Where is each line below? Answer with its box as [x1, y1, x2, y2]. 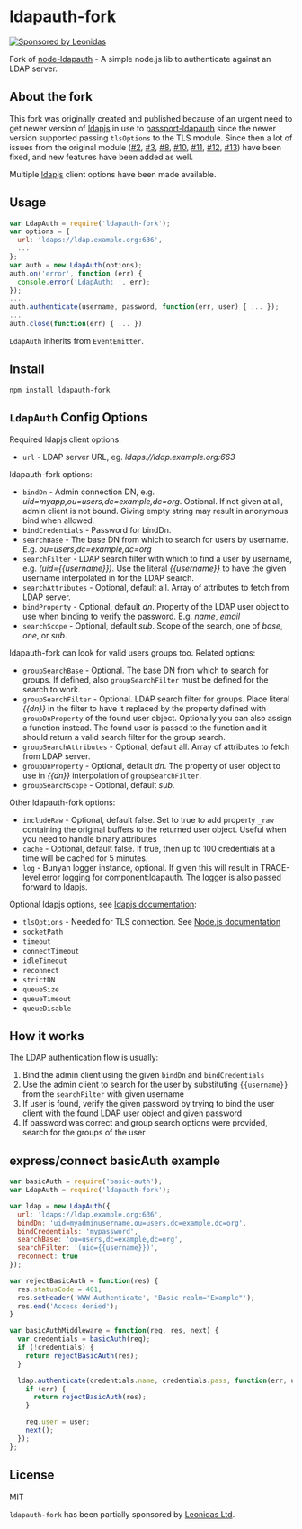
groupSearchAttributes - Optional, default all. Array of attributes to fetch [22, 741, 290, 752]
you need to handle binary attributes [22, 833, 157, 844]
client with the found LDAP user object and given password [22, 1108, 243, 1118]
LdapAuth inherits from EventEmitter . [9, 335, 144, 346]
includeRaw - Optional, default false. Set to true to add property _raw [22, 814, 274, 825]
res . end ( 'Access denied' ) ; [17, 1301, 119, 1311]
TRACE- [260, 862, 290, 873]
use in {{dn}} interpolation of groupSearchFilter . [22, 770, 202, 781]
